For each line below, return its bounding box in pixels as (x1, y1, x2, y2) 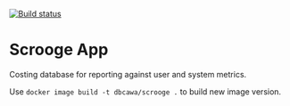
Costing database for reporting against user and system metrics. (9, 69, 247, 79)
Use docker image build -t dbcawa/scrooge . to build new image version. (9, 86, 282, 97)
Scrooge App (9, 40, 109, 60)
